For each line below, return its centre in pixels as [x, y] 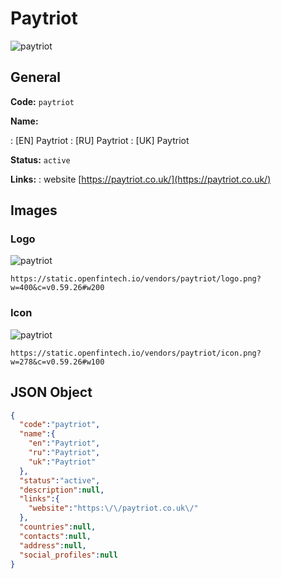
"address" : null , [53, 545]
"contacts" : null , [55, 536]
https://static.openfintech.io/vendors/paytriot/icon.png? [136, 353]
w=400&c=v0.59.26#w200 [57, 288]
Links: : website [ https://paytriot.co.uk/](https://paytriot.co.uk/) [141, 179]
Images [34, 210]
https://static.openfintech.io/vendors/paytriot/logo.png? [136, 279]
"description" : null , [62, 490]
